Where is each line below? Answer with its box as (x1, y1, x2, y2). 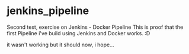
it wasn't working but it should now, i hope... (7, 41, 114, 48)
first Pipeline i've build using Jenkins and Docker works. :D (7, 29, 150, 36)
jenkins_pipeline (7, 4, 89, 18)
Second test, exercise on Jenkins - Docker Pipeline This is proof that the (7, 23, 184, 31)
